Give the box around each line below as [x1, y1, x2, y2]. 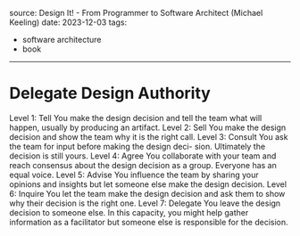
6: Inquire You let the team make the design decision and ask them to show [9, 188, 286, 199]
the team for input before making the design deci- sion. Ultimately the [9, 141, 266, 151]
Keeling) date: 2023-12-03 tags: [9, 17, 128, 28]
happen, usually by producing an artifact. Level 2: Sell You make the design [9, 122, 287, 133]
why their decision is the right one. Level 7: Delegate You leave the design [9, 198, 281, 208]
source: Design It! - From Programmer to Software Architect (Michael [9, 8, 263, 18]
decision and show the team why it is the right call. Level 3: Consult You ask [9, 131, 288, 142]
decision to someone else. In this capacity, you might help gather [9, 207, 249, 217]
